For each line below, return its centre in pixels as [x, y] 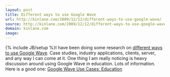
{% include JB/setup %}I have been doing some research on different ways [84, 48]
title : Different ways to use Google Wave [51, 15]
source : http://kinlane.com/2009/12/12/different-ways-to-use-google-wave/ [87, 24]
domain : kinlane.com [27, 29]
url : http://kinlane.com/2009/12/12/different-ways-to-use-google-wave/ [83, 19]
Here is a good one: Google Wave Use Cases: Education [64, 69]
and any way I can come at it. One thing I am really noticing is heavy [76, 58]
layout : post [19, 10]
